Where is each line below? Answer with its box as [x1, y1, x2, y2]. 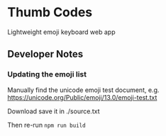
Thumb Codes [7, 4, 93, 21]
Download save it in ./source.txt [7, 107, 100, 115]
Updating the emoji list [7, 69, 87, 79]
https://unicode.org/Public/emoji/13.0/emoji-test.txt [7, 93, 157, 101]
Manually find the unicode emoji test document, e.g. [7, 86, 160, 94]
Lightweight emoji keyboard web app [7, 28, 116, 36]
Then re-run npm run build [7, 120, 87, 129]
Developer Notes [7, 48, 84, 60]
